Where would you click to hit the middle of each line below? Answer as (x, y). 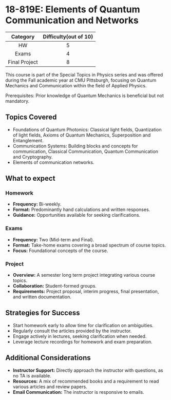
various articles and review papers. (50, 387)
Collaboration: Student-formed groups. (54, 286)
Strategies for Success (43, 313)
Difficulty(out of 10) (68, 36)
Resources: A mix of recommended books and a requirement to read (86, 381)
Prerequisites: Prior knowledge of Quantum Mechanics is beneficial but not (85, 96)
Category (23, 36)
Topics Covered (31, 117)
